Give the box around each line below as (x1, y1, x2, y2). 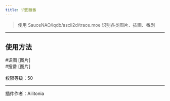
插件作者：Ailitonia (5, 90, 45, 96)
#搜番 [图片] (5, 64, 31, 70)
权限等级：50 (5, 75, 33, 81)
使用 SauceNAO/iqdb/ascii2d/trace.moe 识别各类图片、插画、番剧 (17, 22, 155, 28)
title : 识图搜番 (5, 7, 36, 13)
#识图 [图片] (5, 57, 31, 63)
